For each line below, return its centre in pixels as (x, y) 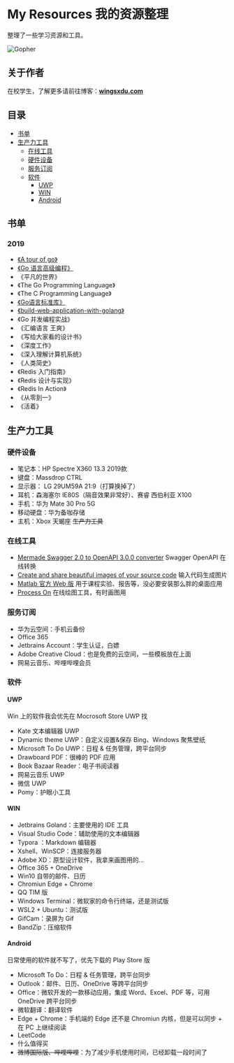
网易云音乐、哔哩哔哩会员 (54, 662)
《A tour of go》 (37, 259)
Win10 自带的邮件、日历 (51, 876)
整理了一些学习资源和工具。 (47, 35)
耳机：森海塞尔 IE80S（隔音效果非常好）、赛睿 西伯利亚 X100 (104, 494)
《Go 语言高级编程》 (45, 268)
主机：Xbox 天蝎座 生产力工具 (60, 521)
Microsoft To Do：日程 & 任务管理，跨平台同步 (84, 975)
